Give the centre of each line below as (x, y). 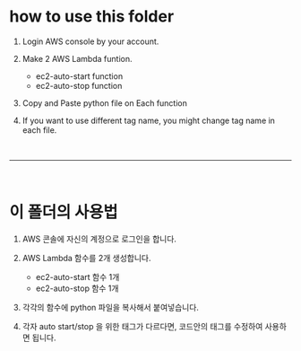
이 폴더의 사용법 (64, 212)
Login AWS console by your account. (90, 41)
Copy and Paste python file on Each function (105, 103)
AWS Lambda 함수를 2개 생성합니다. (86, 258)
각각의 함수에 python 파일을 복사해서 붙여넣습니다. (111, 307)
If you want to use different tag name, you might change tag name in (149, 120)
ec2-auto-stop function (79, 85)
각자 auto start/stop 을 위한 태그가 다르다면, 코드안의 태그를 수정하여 (142, 326)
